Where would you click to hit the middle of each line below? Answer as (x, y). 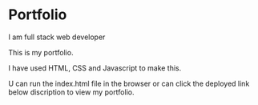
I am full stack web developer (57, 37)
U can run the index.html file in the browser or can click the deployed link (129, 83)
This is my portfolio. (41, 52)
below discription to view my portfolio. (71, 92)
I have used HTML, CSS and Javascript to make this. (95, 68)
